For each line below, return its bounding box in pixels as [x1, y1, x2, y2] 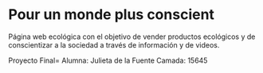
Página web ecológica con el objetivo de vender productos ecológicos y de [8, 32, 256, 41]
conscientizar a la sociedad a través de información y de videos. [8, 40, 220, 49]
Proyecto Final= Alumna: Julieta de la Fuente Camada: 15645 [8, 56, 208, 65]
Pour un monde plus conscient [8, 6, 215, 24]
